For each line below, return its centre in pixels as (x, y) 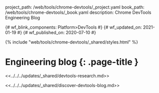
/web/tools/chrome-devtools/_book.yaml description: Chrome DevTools (78, 12)
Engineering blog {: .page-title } (72, 62)
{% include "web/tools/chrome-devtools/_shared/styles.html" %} (72, 42)
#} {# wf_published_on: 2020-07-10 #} (57, 32)
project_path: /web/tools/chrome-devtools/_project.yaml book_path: (75, 7)
